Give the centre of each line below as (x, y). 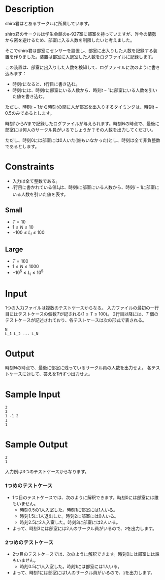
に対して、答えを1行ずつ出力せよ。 (57, 374)
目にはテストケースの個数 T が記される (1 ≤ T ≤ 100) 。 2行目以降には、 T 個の (82, 314)
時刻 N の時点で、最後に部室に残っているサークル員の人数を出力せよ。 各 (78, 368)
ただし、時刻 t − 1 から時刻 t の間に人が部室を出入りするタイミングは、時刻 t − (82, 107)
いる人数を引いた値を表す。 (40, 194)
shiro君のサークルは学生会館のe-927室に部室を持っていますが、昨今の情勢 (81, 34)
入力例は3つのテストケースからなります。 (47, 472)
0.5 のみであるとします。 (30, 113)
